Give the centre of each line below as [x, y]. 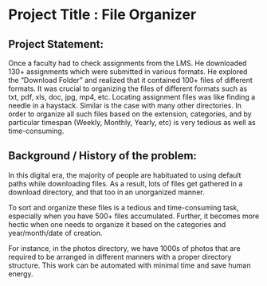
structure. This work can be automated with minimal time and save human [130, 265]
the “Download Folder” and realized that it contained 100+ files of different [130, 80]
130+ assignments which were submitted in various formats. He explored [128, 72]
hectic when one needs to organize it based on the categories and [117, 224]
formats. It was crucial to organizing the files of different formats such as [128, 88]
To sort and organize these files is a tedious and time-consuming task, [124, 207]
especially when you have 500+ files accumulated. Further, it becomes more [134, 216]
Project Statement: [56, 44]
